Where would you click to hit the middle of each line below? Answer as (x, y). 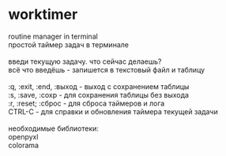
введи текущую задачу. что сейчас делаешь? (85, 61)
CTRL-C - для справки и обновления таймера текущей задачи (113, 111)
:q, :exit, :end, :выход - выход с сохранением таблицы (99, 86)
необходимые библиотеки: (53, 128)
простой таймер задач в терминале (68, 44)
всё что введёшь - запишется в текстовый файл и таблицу (107, 69)
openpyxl (23, 136)
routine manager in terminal (53, 36)
